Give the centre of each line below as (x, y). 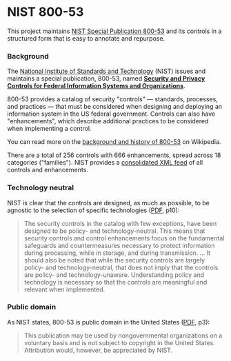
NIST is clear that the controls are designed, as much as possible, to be (109, 203)
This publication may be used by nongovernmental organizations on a (123, 336)
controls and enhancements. (48, 170)
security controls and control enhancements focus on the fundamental (124, 238)
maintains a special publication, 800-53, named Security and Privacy (106, 79)
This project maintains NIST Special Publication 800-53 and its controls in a (114, 31)
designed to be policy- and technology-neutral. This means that (114, 231)
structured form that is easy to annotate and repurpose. (86, 38)
